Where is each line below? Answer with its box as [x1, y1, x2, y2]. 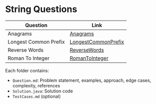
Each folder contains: [5, 67, 49, 73]
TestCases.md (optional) [12, 93, 61, 99]
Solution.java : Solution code [12, 88, 73, 94]
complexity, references [12, 82, 60, 88]
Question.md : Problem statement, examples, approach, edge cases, [12, 77, 151, 83]
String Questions [5, 4, 78, 15]
